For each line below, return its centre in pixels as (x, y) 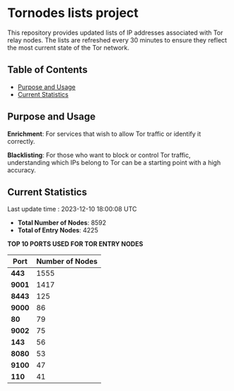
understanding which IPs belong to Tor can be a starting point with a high (114, 162)
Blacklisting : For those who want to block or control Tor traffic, (99, 155)
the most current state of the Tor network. (68, 47)
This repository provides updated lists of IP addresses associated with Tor (115, 33)
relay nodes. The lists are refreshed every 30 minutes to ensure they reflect (117, 40)
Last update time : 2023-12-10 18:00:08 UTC (72, 209)
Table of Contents (48, 70)
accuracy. (22, 170)
